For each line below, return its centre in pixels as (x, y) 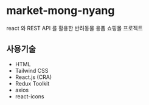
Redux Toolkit (32, 83)
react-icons (29, 96)
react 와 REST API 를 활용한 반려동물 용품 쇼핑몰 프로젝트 (74, 28)
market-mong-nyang (61, 11)
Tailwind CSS (32, 70)
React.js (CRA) (33, 77)
